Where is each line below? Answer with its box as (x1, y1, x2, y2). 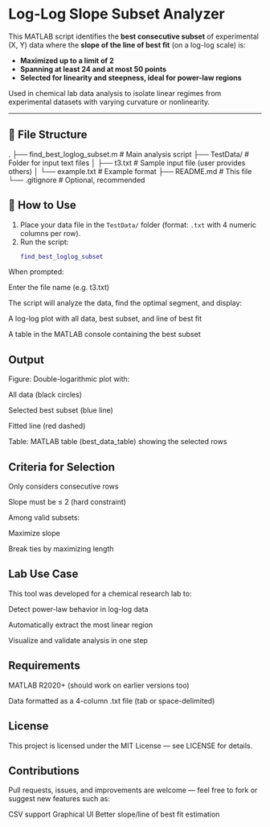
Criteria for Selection (8, 460, 115, 474)
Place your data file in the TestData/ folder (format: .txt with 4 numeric (19, 219, 257, 230)
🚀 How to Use (8, 198, 76, 212)
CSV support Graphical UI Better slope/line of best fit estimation (8, 809, 220, 819)
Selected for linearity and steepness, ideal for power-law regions (19, 73, 243, 82)
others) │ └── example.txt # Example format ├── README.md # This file (8, 166, 252, 176)
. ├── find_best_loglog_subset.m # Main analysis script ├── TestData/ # (8, 149, 249, 159)
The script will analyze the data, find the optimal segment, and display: (8, 298, 243, 308)
